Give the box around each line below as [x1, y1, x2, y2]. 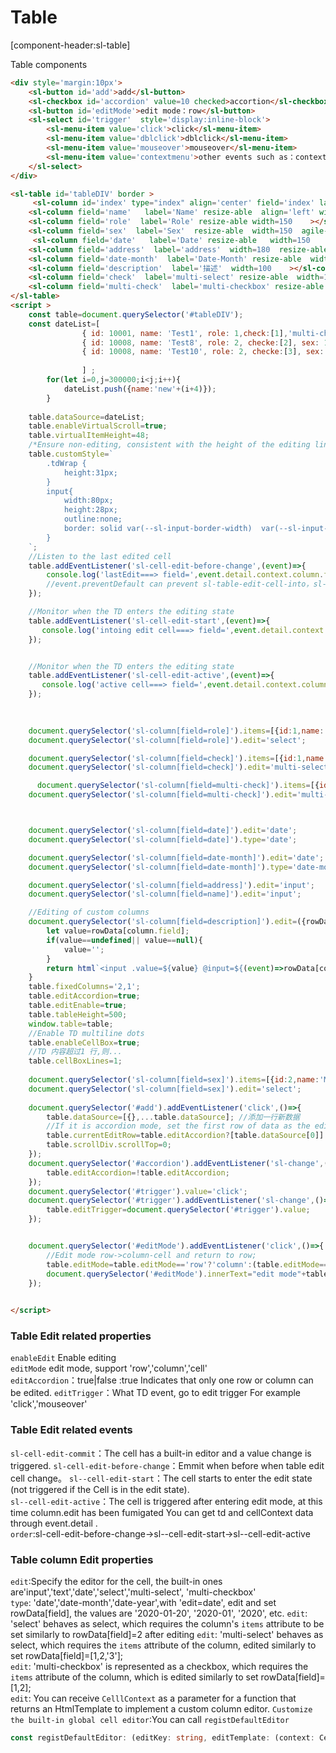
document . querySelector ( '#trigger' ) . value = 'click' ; [28, 1186, 248, 1196]
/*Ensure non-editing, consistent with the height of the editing [28, 440, 311, 450]
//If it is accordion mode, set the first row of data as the [46, 1121, 311, 1131]
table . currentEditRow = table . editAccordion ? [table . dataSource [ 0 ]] [46, 1131, 325, 1141]
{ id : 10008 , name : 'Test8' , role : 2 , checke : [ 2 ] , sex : [81, 337, 320, 348]
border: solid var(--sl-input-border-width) [63, 524, 253, 534]
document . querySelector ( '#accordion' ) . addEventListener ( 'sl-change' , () [28, 1158, 333, 1168]
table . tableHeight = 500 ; [28, 1009, 128, 1020]
